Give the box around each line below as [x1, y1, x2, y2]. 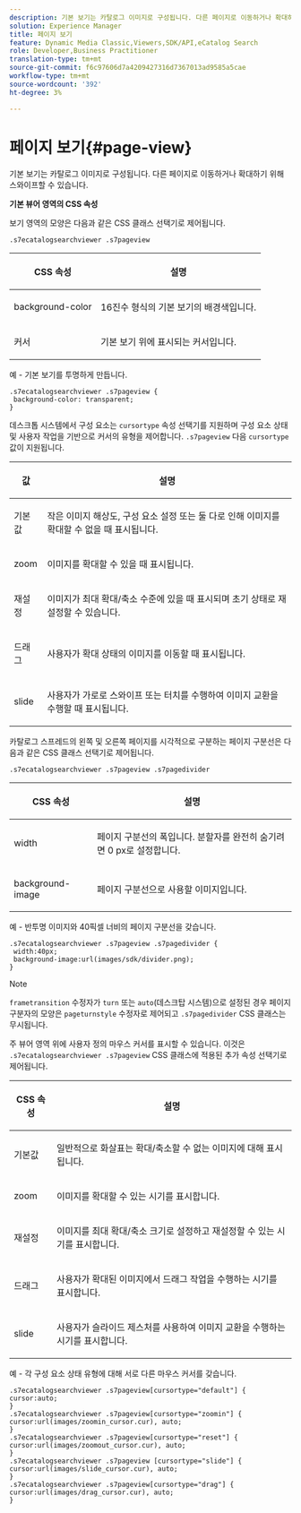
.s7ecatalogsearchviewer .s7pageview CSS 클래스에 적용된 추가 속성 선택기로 [9, 1050, 288, 1061]
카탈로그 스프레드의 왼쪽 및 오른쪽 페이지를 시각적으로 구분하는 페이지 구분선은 [9, 736, 282, 747]
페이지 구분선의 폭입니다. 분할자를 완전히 [97, 830, 258, 843]
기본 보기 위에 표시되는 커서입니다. [99, 336, 237, 348]
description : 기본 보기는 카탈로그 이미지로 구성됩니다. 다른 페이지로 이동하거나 [9, 13, 271, 22]
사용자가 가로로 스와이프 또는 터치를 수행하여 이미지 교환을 [47, 689, 279, 701]
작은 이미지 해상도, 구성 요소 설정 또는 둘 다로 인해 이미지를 [47, 510, 280, 522]
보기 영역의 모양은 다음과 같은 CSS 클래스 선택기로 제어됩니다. [9, 218, 226, 228]
